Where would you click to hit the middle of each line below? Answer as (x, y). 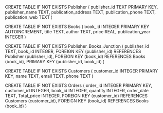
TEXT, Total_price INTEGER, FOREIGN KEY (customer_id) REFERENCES (76, 96)
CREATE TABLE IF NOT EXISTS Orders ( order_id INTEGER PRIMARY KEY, (79, 85)
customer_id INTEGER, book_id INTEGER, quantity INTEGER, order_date (77, 91)
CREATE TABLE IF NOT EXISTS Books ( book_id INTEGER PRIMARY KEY (77, 27)
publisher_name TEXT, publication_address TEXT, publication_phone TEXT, (81, 12)
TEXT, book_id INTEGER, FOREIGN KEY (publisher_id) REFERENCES (73, 51)
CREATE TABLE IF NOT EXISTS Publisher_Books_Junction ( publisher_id (77, 46)
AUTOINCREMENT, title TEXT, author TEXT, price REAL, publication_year (78, 32)
